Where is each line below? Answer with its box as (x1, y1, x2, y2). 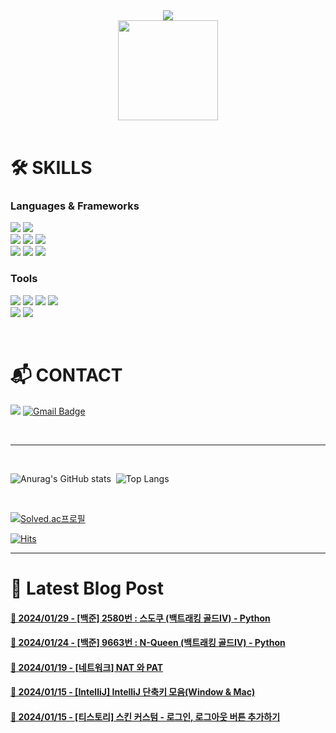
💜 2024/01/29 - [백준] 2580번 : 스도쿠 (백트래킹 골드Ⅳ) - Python (10, 612, 271, 624)
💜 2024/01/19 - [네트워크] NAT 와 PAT (10, 661, 164, 673)
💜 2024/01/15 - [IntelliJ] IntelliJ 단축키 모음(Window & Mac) (10, 686, 256, 698)
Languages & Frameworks (10, 199, 140, 213)
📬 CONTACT (10, 364, 123, 386)
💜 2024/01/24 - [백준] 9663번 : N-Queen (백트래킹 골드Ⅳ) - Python (10, 637, 286, 649)
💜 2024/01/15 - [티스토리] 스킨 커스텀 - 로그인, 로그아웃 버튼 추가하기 (10, 710, 281, 723)
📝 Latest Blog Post (10, 577, 164, 599)
